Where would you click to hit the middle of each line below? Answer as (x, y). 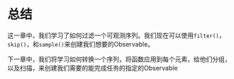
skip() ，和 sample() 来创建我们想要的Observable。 (81, 44)
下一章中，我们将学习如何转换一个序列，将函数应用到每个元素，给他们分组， (119, 59)
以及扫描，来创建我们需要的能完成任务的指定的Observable (93, 68)
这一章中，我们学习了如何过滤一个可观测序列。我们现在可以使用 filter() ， (116, 35)
